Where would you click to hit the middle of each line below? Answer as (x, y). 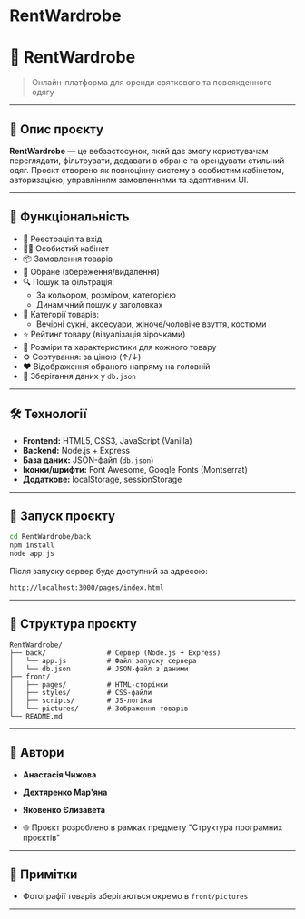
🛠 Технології (48, 414)
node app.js (32, 554)
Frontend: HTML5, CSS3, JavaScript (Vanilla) (107, 440)
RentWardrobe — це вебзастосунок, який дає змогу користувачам (139, 151)
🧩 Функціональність (69, 217)
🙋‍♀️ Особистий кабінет (66, 248)
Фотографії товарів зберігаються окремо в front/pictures (135, 896)
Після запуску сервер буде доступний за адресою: (109, 571)
